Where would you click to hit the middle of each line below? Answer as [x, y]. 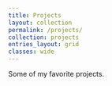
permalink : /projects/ [45, 30]
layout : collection [40, 23]
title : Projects [35, 15]
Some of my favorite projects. [56, 74]
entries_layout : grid [44, 45]
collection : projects [44, 37]
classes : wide [32, 52]
